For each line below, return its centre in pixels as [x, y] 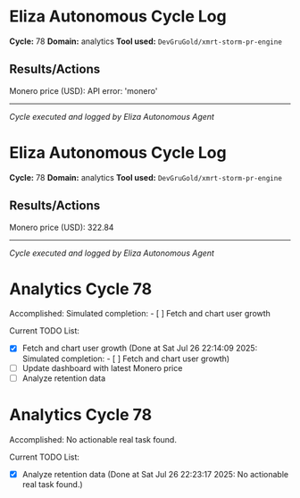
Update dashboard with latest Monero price [102, 367]
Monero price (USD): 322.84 [62, 227]
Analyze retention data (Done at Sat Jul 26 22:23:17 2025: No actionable [155, 474]
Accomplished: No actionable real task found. [93, 439]
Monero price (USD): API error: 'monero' [83, 90]
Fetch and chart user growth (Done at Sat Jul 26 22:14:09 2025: [140, 348]
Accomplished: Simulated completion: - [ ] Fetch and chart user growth [140, 314]
